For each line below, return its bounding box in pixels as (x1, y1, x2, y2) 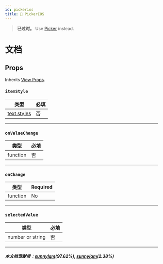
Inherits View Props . (5, 77, 45, 82)
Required (31, 184, 53, 190)
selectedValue (5, 212, 38, 218)
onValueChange (5, 130, 38, 136)
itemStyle (5, 89, 28, 94)
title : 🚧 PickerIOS (5, 12, 45, 16)
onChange (5, 172, 26, 177)
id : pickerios (5, 7, 34, 12)
